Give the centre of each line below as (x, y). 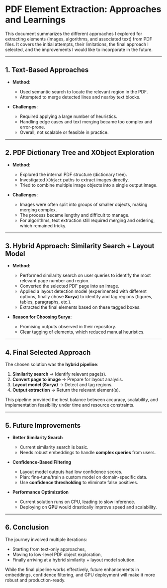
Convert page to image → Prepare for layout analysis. (68, 379)
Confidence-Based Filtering (42, 462)
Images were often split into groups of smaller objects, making (83, 204)
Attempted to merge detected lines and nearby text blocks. (80, 97)
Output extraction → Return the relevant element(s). (66, 390)
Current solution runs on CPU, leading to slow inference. (78, 502)
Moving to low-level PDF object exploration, (57, 554)
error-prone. (33, 127)
